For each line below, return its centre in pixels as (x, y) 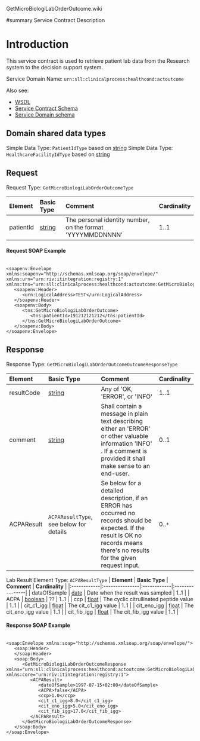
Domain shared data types (56, 134)
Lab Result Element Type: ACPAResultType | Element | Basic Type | (87, 580)
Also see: (18, 90)
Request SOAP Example (36, 251)
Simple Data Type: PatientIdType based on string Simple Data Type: (90, 148)
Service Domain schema (45, 114)
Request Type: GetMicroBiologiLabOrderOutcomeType (70, 187)
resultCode (25, 393)
